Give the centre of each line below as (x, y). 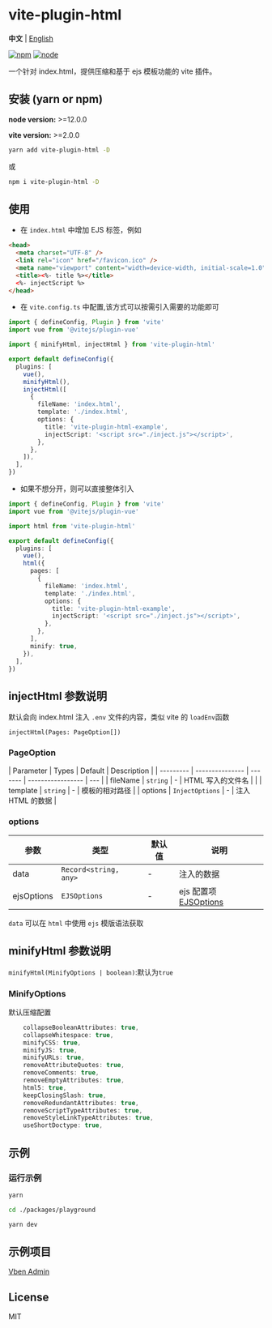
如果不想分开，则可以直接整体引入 (77, 489)
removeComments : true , (61, 1073)
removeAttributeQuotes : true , (74, 1065)
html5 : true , (45, 1087)
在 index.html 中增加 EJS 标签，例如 (81, 230)
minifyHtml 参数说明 (60, 951)
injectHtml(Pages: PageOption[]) (65, 732)
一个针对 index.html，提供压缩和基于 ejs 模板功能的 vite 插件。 (113, 71)
